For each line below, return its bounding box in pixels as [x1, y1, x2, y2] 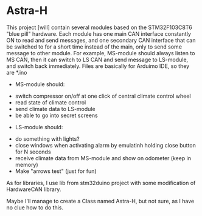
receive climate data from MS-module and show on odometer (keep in [15, 154, 192, 161]
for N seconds [15, 148, 51, 155]
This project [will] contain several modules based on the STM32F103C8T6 [6, 24, 193, 31]
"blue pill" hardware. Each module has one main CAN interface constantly [6, 30, 192, 37]
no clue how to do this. [6, 204, 64, 211]
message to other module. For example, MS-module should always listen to [6, 49, 195, 56]
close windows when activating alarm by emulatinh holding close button [15, 141, 197, 149]
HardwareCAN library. [6, 186, 61, 193]
